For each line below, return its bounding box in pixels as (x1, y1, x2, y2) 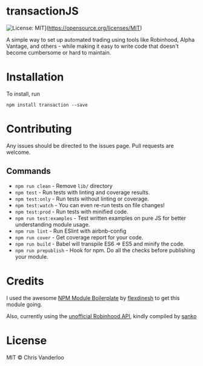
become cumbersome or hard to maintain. (6, 48, 111, 56)
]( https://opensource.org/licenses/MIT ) (44, 24, 142, 32)
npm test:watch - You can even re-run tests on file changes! (15, 201, 165, 208)
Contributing (6, 122, 72, 136)
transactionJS (6, 4, 79, 18)
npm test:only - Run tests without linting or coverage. (15, 195, 150, 202)
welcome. (6, 148, 31, 156)
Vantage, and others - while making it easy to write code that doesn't (6, 42, 179, 50)
